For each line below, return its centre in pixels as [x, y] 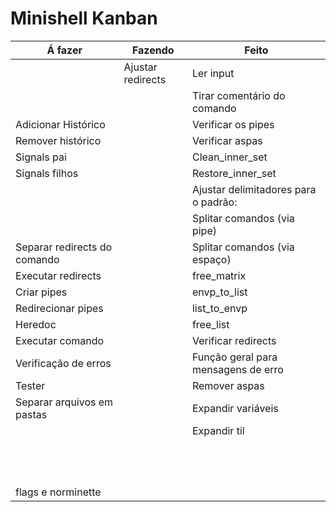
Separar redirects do [64, 247]
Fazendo [153, 50]
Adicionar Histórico [60, 124]
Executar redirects [58, 275]
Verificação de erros [63, 363]
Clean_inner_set [229, 157]
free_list [210, 324]
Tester [30, 385]
